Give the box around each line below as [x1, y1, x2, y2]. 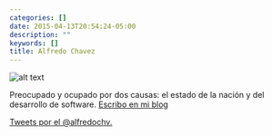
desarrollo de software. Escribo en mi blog [9, 99, 168, 110]
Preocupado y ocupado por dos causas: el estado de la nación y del [9, 90, 265, 101]
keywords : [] [9, 38, 59, 48]
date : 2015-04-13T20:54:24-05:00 [9, 22, 136, 31]
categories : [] [9, 13, 67, 23]
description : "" [9, 30, 71, 39]
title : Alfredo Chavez [9, 47, 96, 56]
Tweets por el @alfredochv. [9, 117, 113, 128]
